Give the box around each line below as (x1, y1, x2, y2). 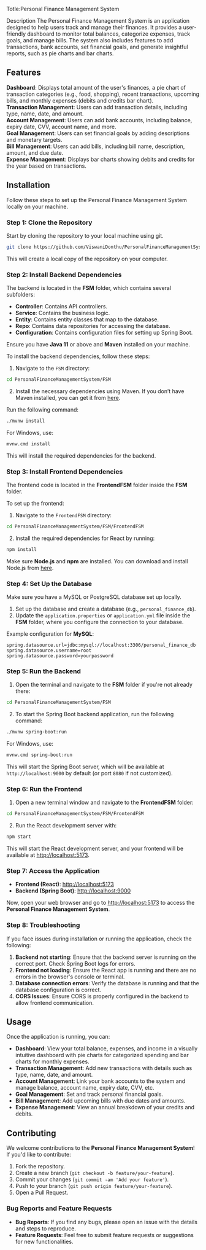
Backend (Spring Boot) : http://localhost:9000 (15, 887, 131, 894)
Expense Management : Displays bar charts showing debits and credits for (6, 155, 195, 163)
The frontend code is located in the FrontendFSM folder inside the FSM (6, 482, 188, 489)
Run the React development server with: (15, 822, 117, 829)
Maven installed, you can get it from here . (15, 394, 121, 401)
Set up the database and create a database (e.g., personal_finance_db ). (15, 605, 196, 613)
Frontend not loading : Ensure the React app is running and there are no (15, 966, 197, 974)
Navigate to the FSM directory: (15, 365, 90, 372)
